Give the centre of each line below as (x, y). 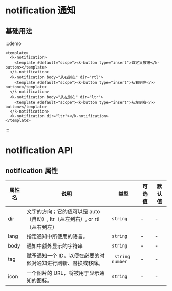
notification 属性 (32, 171)
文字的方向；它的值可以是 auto (63, 211)
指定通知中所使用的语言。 (57, 237)
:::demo (13, 43)
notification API (39, 151)
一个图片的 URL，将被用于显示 (63, 273)
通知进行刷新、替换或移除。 (70, 263)
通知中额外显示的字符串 (55, 246)
